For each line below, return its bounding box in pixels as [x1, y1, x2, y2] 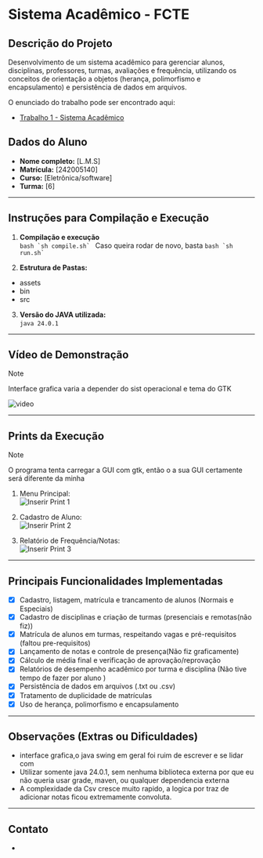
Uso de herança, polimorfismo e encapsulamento [19, 700, 179, 709]
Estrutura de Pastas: [19, 263, 88, 272]
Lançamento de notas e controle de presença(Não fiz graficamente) [19, 647, 240, 656]
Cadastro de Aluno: [19, 512, 82, 522]
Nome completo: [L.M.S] [19, 156, 101, 165]
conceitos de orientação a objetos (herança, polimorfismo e [8, 75, 201, 83]
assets [19, 278, 41, 287]
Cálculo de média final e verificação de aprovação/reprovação [19, 656, 222, 665]
